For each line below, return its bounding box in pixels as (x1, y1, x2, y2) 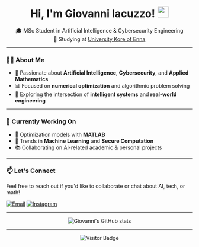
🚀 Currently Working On (6, 117, 76, 126)
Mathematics (14, 76, 49, 83)
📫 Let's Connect (6, 166, 56, 175)
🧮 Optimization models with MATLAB (14, 131, 105, 138)
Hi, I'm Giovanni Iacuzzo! (30, 7, 155, 21)
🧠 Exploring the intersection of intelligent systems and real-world (14, 91, 177, 98)
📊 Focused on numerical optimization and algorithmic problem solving (14, 82, 190, 89)
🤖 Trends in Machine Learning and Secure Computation (14, 137, 154, 145)
